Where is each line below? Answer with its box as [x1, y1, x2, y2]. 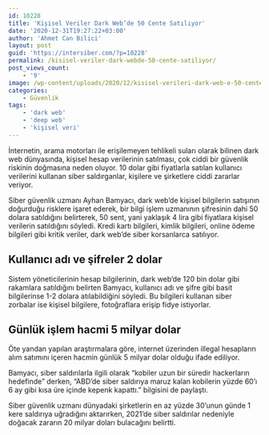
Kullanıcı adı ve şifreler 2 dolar [8, 253, 163, 266]
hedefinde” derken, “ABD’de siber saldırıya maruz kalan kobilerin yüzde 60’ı [8, 376, 258, 386]
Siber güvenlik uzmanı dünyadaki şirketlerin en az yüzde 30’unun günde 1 [8, 400, 251, 410]
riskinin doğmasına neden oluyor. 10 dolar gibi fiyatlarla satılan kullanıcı [8, 162, 243, 173]
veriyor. [8, 180, 34, 189]
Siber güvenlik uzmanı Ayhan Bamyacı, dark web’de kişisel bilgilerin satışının [8, 195, 260, 205]
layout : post [8, 42, 52, 50]
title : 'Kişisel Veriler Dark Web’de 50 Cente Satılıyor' [8, 19, 206, 27]
